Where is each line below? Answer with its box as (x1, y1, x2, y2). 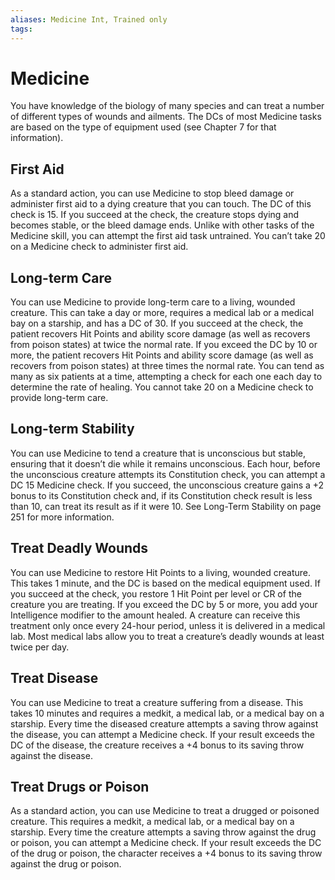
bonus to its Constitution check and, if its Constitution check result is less (10, 489, 313, 501)
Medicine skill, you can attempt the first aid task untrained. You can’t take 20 (10, 230, 326, 242)
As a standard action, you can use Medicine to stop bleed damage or (10, 187, 295, 200)
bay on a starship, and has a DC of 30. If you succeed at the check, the (10, 317, 304, 330)
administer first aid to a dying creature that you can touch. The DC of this (10, 198, 312, 210)
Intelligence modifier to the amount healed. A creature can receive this (10, 609, 301, 621)
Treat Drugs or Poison (10, 778, 150, 795)
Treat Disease (10, 670, 99, 687)
